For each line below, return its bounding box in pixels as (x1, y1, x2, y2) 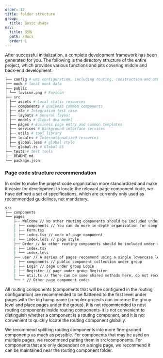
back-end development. (5, 67, 53, 73)
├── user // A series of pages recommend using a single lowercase (14, 255, 153, 260)
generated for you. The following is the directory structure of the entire (5, 57, 147, 63)
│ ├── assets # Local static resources (5, 99, 86, 104)
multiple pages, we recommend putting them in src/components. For (5, 337, 142, 342)
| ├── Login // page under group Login (14, 264, 95, 269)
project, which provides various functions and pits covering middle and (5, 62, 147, 68)
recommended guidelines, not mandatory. (5, 196, 89, 202)
